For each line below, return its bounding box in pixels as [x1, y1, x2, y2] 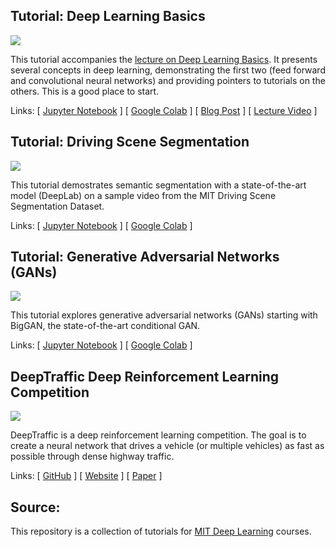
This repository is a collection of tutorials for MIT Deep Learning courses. [10, 525, 312, 538]
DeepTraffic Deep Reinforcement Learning [10, 368, 280, 385]
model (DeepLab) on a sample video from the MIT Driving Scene [10, 189, 277, 201]
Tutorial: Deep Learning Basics [10, 8, 206, 25]
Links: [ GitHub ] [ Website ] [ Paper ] [10, 470, 163, 482]
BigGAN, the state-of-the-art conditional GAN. [10, 320, 201, 332]
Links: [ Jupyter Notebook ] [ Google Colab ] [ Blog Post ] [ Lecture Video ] [10, 104, 318, 116]
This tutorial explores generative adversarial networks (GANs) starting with [10, 309, 318, 321]
